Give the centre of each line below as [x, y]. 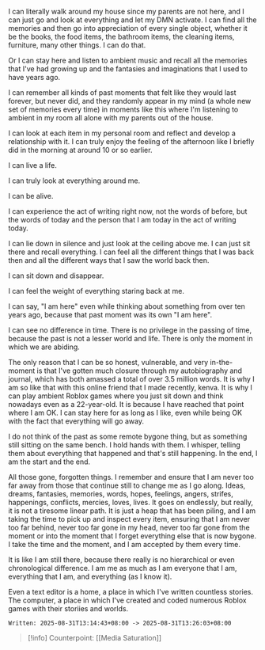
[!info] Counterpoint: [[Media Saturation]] [95, 638]
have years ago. [34, 77]
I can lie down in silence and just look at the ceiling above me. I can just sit [129, 243]
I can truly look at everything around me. [74, 181]
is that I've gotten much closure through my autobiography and [140, 371]
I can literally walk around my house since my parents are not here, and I [127, 11]
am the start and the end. [49, 462]
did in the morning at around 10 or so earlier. [80, 150]
